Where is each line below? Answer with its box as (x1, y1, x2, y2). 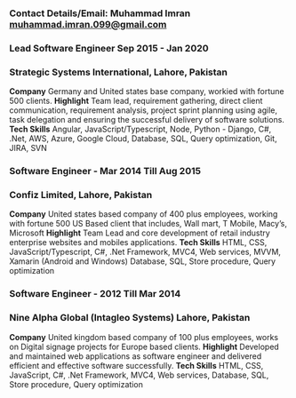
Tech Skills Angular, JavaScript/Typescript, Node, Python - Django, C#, (9, 123, 272, 135)
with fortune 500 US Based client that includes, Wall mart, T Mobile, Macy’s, (9, 219, 287, 229)
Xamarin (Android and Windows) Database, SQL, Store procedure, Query (9, 256, 276, 267)
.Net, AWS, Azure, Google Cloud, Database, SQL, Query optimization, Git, (9, 133, 277, 144)
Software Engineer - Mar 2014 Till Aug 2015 (9, 165, 202, 178)
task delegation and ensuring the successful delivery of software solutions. (9, 115, 284, 125)
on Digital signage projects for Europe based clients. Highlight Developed (9, 341, 280, 352)
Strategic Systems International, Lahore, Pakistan (9, 66, 228, 78)
